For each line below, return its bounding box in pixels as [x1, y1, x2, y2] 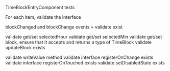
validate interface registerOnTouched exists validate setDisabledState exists [5, 60, 165, 65]
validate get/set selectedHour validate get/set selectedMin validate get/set [5, 34, 162, 40]
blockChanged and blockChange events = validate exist [5, 24, 123, 30]
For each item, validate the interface [5, 14, 82, 20]
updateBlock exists [5, 45, 45, 50]
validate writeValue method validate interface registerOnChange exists [5, 54, 154, 60]
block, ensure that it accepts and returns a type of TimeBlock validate [5, 39, 152, 45]
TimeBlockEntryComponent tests [5, 5, 75, 10]
